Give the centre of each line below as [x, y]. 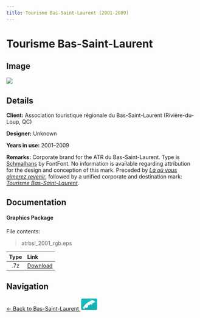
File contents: [23, 231]
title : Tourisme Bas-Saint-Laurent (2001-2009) [68, 13]
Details [20, 101]
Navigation [27, 286]
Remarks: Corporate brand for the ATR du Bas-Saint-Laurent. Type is [93, 157]
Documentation [36, 202]
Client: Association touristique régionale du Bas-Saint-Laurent [84, 115]
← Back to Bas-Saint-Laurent [43, 309]
